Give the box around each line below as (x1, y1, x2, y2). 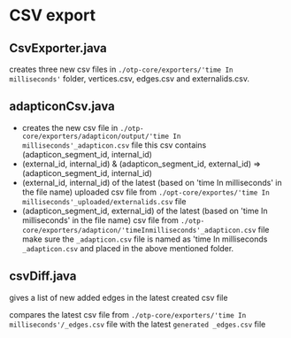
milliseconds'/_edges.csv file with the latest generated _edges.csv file (9, 319, 266, 329)
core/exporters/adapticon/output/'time (21, 132, 170, 141)
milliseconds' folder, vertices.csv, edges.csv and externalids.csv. (9, 73, 250, 84)
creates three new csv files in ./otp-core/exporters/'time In (9, 64, 234, 74)
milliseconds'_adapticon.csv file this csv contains (21, 139, 207, 150)
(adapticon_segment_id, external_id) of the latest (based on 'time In (21, 205, 268, 216)
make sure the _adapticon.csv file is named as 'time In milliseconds (21, 234, 268, 244)
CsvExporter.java (9, 41, 108, 56)
